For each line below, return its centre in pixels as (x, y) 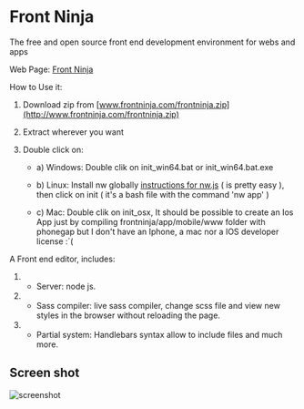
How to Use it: (36, 87)
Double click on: (53, 149)
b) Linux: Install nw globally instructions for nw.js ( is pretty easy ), (160, 185)
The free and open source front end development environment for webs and (152, 42)
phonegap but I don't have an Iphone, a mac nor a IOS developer (157, 231)
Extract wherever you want (73, 132)
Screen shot (45, 373)
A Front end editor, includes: (62, 259)
